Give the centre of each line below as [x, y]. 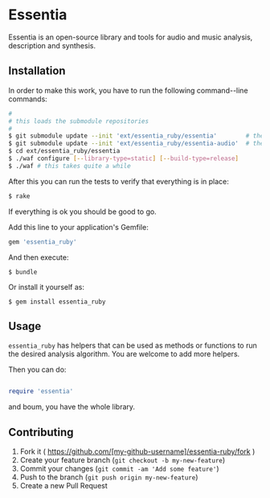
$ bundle [23, 272]
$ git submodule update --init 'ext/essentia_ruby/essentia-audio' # [129, 144]
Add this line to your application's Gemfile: [78, 227]
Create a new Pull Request [64, 486]
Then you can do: [37, 370]
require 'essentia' [41, 392]
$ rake [19, 196]
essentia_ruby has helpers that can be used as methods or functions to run [133, 346]
